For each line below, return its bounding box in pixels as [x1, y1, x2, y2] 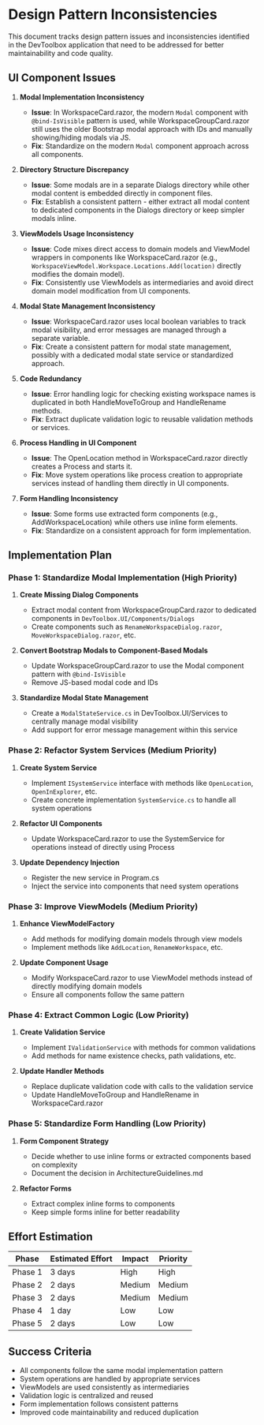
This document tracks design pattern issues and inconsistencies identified [8, 32, 250, 41]
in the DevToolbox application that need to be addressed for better [8, 39, 225, 49]
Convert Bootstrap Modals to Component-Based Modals [19, 645, 209, 656]
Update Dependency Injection [19, 858, 120, 867]
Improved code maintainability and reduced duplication [19, 1408, 199, 1417]
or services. [31, 422, 71, 432]
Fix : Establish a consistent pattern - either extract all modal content [31, 196, 250, 206]
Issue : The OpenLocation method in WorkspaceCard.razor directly [31, 453, 248, 462]
